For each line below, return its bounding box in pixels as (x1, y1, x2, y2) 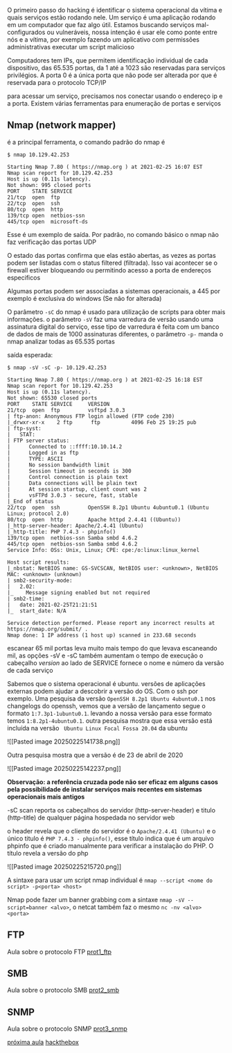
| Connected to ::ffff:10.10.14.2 (7, 443, 123, 450)
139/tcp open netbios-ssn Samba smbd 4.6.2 (7, 534, 138, 541)
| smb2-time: (7, 595, 45, 602)
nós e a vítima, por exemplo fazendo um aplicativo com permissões (7, 35, 199, 44)
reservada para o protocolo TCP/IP (7, 79, 107, 86)
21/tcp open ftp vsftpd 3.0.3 (7, 407, 126, 414)
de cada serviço (7, 666, 53, 674)
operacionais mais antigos (7, 792, 85, 801)
